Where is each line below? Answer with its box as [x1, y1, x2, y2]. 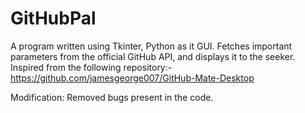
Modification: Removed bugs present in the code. [10, 91, 214, 103]
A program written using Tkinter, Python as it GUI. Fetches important [10, 40, 293, 52]
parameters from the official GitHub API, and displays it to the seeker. [10, 50, 296, 62]
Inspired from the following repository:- [10, 61, 173, 73]
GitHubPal [10, 7, 97, 30]
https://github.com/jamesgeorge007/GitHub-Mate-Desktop [10, 72, 255, 84]
